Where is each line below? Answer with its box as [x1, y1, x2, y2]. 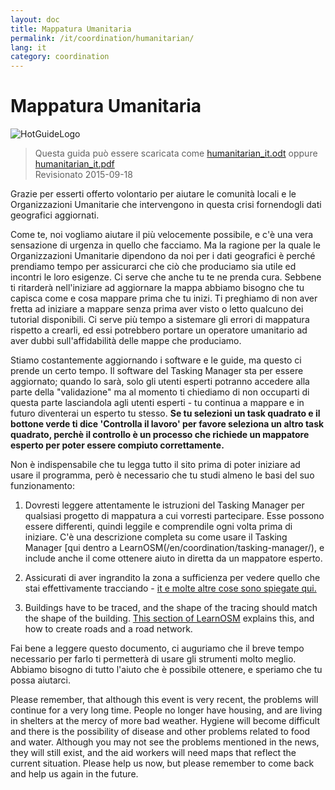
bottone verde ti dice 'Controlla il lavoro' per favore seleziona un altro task [10, 418, 325, 430]
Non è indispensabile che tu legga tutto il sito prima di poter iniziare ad [10, 459, 301, 471]
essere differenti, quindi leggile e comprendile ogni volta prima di [24, 521, 293, 533]
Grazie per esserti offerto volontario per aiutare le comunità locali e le [10, 188, 297, 200]
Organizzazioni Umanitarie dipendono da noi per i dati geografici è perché [10, 250, 316, 262]
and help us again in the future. [10, 768, 139, 780]
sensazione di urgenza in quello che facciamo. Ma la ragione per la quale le [10, 239, 321, 251]
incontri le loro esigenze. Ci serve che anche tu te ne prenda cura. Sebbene [10, 271, 322, 283]
